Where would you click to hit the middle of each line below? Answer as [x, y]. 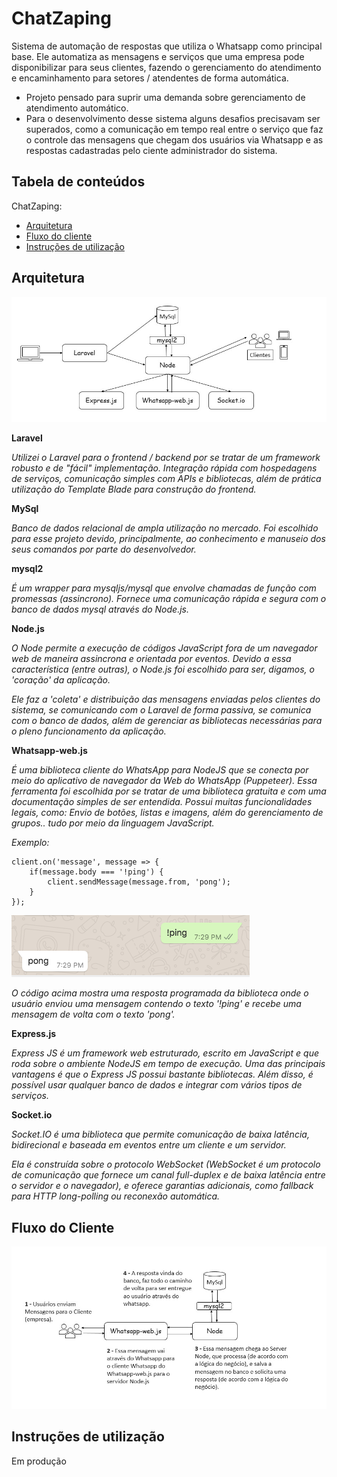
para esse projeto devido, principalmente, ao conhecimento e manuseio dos [168, 539]
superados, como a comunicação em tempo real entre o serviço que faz [174, 129]
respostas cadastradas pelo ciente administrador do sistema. [151, 150]
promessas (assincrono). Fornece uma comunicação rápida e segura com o [169, 599]
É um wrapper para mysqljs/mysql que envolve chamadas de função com [164, 588]
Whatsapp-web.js [49, 751]
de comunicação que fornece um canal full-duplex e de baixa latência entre [168, 1175]
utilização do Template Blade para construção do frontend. [134, 489]
